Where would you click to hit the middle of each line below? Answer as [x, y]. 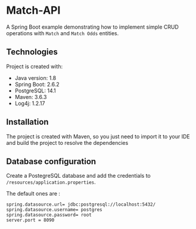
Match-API [33, 10]
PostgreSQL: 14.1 [35, 91]
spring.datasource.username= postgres [54, 210]
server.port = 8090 [30, 220]
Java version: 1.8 [35, 78]
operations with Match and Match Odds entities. [63, 33]
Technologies [32, 52]
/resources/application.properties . [51, 182]
